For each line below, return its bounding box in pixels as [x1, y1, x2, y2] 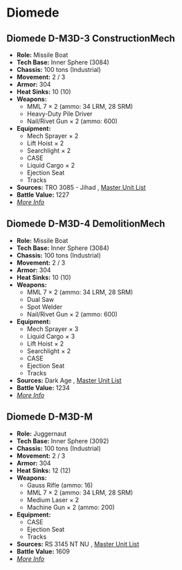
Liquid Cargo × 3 [26, 332, 75, 340]
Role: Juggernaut [16, 429, 67, 438]
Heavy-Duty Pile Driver [26, 109, 93, 118]
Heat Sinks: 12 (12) [16, 466, 71, 474]
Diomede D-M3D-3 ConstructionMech [6, 33, 176, 44]
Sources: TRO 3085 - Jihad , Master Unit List [16, 184, 146, 191]
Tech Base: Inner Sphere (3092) [16, 436, 109, 445]
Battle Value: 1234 [16, 383, 70, 392]
